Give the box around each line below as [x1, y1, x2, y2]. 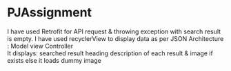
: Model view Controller [7, 42, 74, 50]
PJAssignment [7, 5, 92, 20]
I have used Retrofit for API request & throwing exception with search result [7, 27, 221, 35]
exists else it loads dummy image [7, 56, 101, 64]
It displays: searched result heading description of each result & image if [7, 49, 214, 57]
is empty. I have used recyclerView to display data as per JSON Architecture [7, 34, 224, 42]
